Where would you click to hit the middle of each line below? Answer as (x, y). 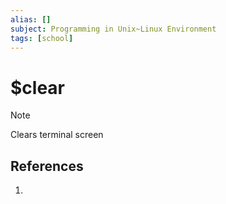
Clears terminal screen (57, 135)
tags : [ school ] (42, 38)
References (47, 166)
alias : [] (31, 19)
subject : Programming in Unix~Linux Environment (113, 29)
